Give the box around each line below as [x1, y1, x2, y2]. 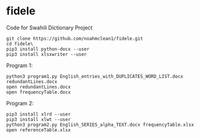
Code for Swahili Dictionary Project [6, 24, 93, 31]
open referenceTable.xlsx [6, 127, 71, 133]
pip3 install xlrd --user [6, 111, 71, 117]
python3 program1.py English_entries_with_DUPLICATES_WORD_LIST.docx [6, 73, 184, 79]
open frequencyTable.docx [6, 89, 71, 95]
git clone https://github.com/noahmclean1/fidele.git [6, 35, 144, 41]
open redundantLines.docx [6, 84, 71, 90]
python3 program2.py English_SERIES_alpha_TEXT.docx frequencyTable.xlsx [6, 122, 195, 128]
